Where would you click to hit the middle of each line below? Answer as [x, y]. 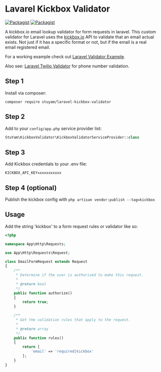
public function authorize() [43, 293]
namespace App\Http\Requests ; [36, 244]
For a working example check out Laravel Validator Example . [65, 56]
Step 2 [15, 117]
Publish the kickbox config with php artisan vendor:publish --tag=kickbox [80, 199]
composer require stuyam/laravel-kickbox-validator [58, 102]
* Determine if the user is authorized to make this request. [80, 275]
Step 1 [15, 81]
